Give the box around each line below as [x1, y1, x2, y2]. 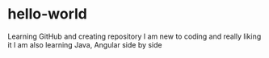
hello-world [7, 5, 88, 23]
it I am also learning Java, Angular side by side [7, 39, 162, 49]
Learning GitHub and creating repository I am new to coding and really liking [7, 31, 262, 41]
